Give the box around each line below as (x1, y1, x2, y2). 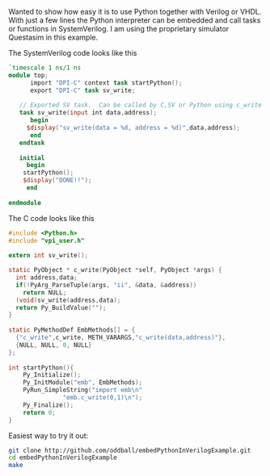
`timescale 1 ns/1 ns (8, 64, 82, 72)
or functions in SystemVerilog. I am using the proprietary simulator (8, 24, 230, 33)
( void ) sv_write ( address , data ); (15, 296, 121, 304)
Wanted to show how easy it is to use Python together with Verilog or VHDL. (8, 7, 262, 16)
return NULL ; (23, 288, 67, 297)
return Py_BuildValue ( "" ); (15, 303, 107, 311)
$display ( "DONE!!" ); (23, 177, 92, 185)
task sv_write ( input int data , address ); (19, 109, 158, 117)
